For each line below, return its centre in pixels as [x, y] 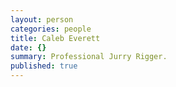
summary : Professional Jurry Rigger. [89, 57]
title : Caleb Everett [55, 38]
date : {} [28, 47]
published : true [44, 66]
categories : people [51, 29]
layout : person [42, 19]
